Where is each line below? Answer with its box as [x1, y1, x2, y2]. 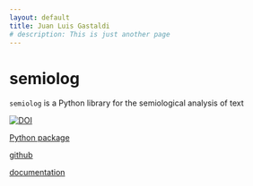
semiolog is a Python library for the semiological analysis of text [9, 97, 244, 108]
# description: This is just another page [9, 30, 170, 38]
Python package [9, 132, 70, 143]
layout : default [9, 13, 70, 22]
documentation [9, 167, 65, 178]
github [9, 149, 33, 161]
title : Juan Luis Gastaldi [9, 21, 110, 30]
